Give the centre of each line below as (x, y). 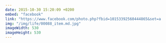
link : (11, 19)
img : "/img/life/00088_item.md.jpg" (43, 23)
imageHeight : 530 (23, 33)
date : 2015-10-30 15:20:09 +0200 (40, 10)
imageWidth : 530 (22, 28)
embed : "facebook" (24, 14)
